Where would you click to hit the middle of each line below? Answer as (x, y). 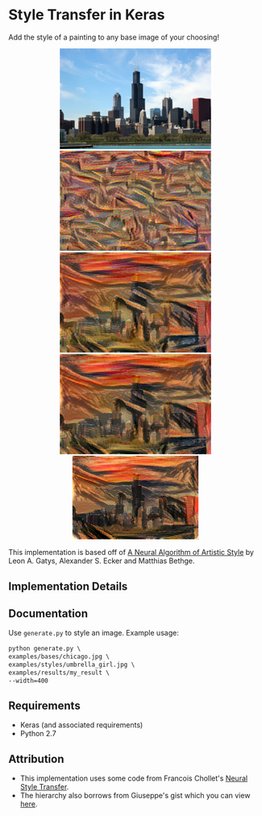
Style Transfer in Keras (87, 15)
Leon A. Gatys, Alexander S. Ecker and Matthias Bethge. (102, 561)
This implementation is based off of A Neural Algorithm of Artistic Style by (131, 553)
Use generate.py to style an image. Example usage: (94, 633)
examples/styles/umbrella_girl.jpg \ (72, 665)
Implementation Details (68, 586)
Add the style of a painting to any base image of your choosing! (114, 37)
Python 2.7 (38, 734)
